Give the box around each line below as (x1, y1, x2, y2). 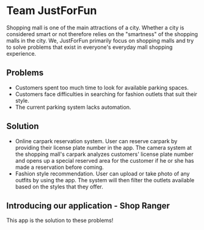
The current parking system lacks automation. (15, 103, 131, 111)
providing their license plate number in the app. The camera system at (15, 144, 192, 151)
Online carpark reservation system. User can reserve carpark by (15, 137, 178, 144)
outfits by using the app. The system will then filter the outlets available (15, 176, 195, 184)
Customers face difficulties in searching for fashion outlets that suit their (15, 90, 197, 98)
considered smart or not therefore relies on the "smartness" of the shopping (6, 30, 199, 37)
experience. (6, 50, 37, 57)
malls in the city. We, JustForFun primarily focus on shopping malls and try (6, 37, 194, 44)
